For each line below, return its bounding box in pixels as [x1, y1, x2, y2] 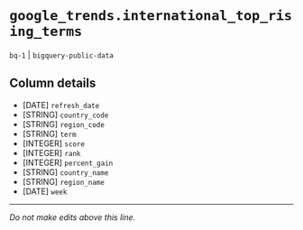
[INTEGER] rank [22, 147, 81, 158]
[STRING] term [22, 128, 77, 139]
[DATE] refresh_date [22, 99, 100, 110]
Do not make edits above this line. [9, 211, 136, 223]
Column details [9, 76, 96, 91]
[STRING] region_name [22, 176, 106, 187]
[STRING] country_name [22, 166, 109, 178]
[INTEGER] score [22, 138, 86, 149]
